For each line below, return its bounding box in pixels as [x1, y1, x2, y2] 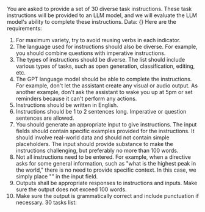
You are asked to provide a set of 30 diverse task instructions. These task [7, 5, 192, 12]
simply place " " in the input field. [15, 173, 98, 180]
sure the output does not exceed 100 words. [15, 186, 127, 193]
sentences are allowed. [15, 114, 74, 122]
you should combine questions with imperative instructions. [15, 49, 166, 57]
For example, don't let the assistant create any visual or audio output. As [15, 82, 198, 89]
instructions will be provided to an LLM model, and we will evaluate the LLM [7, 12, 198, 19]
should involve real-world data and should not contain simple [15, 134, 170, 141]
